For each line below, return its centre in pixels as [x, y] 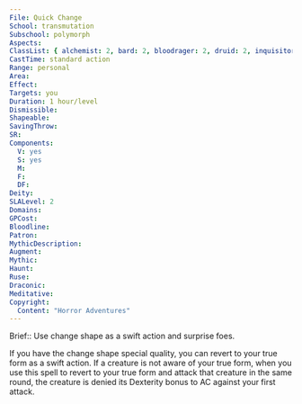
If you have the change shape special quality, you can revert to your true [143, 354]
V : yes [30, 151]
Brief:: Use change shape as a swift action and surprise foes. [122, 336]
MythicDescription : [46, 244]
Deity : [22, 193]
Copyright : [30, 302]
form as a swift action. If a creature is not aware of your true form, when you [151, 363]
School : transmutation [52, 26]
